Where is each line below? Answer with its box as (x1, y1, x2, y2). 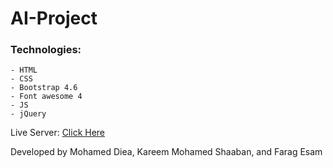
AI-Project (10, 7, 98, 30)
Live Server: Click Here (10, 127, 106, 139)
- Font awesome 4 (10, 92, 83, 102)
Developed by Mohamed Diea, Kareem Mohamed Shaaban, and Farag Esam (10, 146, 323, 158)
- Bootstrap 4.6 (10, 83, 78, 93)
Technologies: (10, 43, 82, 57)
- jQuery (10, 109, 47, 119)
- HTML (10, 65, 38, 76)
